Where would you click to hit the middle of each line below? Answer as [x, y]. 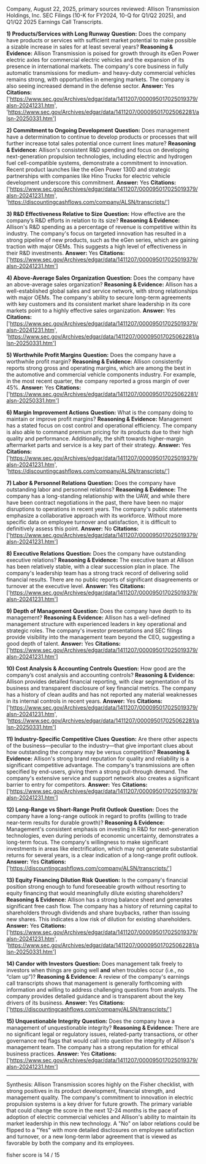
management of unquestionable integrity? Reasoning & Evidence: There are [103, 1028]
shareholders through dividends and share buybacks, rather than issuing [98, 913]
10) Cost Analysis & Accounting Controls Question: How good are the [96, 668]
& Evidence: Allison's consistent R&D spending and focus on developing [98, 150]
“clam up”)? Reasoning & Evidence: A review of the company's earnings [98, 977]
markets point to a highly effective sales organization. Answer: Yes [91, 310]
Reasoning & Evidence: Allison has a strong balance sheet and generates [99, 900]
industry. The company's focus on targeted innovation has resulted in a [96, 233]
